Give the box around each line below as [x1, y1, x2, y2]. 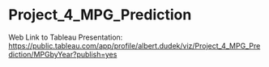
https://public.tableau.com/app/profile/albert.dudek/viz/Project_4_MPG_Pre [8, 40, 261, 50]
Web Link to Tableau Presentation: [8, 32, 123, 42]
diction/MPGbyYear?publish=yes [8, 49, 117, 59]
